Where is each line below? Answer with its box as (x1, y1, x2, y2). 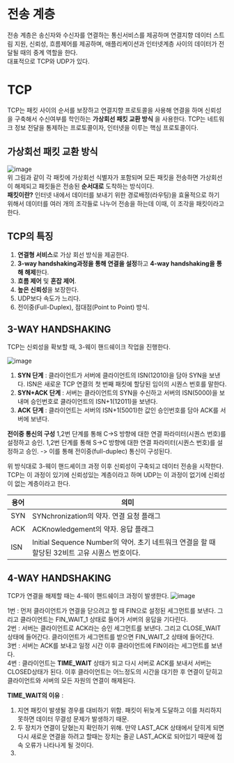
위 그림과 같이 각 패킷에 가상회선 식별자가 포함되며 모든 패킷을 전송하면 (7, 173, 198, 182)
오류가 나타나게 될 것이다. (24, 741, 94, 750)
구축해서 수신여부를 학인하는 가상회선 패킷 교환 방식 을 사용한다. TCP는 (14, 115, 206, 123)
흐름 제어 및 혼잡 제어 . (17, 277, 77, 285)
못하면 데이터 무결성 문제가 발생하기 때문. (17, 715, 130, 723)
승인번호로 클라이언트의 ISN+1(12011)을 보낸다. (30, 398, 158, 406)
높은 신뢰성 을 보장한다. (17, 285, 79, 293)
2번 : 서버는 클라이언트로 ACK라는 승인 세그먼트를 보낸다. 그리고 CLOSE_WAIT (7, 624, 221, 632)
